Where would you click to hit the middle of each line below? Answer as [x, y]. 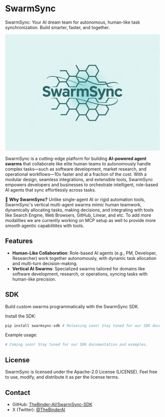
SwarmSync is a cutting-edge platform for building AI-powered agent [76, 159]
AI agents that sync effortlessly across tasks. [51, 190]
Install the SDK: [21, 316]
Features [19, 241]
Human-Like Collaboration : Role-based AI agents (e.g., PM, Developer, [84, 253]
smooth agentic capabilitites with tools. [45, 225]
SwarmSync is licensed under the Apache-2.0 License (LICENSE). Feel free [81, 372]
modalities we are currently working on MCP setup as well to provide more [81, 220]
